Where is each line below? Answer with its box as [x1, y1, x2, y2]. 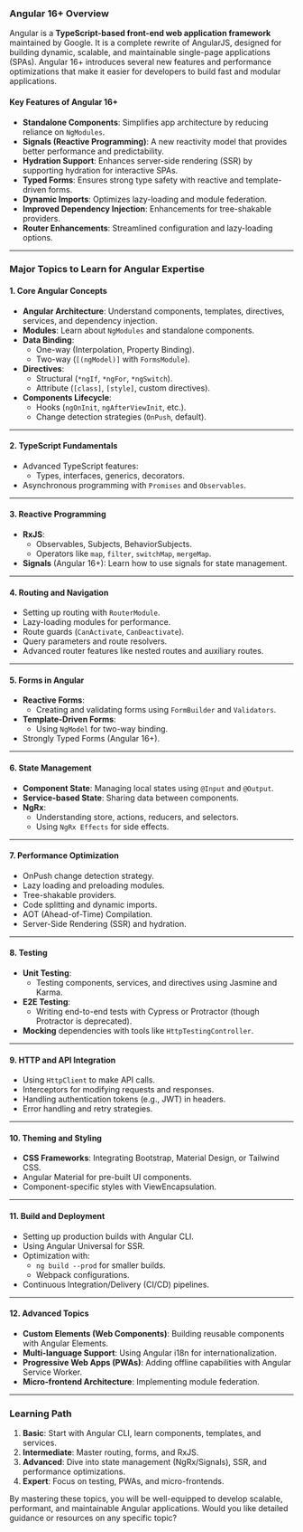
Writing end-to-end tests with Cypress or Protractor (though [35, 1007, 260, 1017]
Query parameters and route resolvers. [22, 636, 168, 647]
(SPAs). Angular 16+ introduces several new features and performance [9, 57, 272, 68]
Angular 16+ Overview [9, 7, 110, 20]
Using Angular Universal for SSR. [22, 1240, 146, 1251]
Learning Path [9, 1407, 72, 1420]
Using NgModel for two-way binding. [35, 723, 169, 734]
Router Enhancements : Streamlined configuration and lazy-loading [22, 222, 273, 233]
